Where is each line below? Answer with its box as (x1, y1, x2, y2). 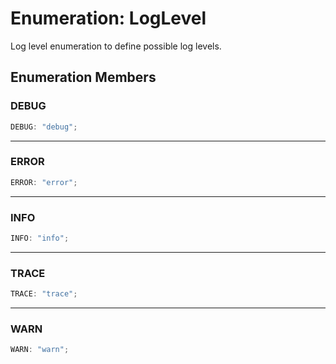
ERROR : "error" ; (10, 177, 78, 187)
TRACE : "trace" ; (10, 289, 78, 299)
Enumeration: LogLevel (10, 7, 207, 30)
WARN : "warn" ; (10, 345, 70, 355)
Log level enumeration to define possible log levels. (10, 40, 222, 52)
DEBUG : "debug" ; (10, 122, 78, 132)
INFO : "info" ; (10, 233, 70, 243)
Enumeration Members (10, 69, 157, 86)
